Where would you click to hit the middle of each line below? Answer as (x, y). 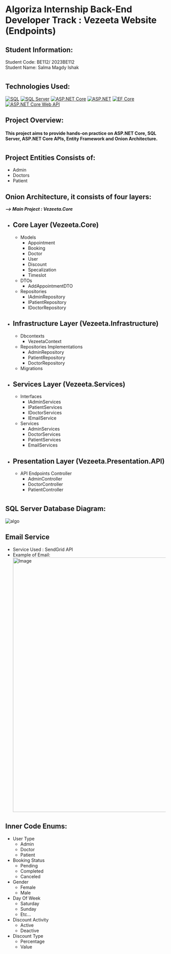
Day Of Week (26, 898)
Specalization (42, 270)
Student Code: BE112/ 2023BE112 (40, 62)
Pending (29, 865)
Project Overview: (34, 120)
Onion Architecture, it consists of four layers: (78, 197)
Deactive (30, 931)
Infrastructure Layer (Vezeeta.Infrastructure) (85, 324)
